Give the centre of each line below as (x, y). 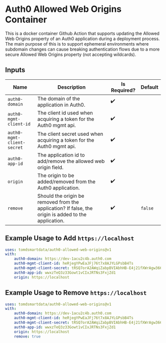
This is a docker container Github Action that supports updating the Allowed (82, 33)
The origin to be (56, 175)
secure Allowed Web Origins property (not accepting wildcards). (71, 54)
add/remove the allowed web (71, 161)
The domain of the (59, 99)
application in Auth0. (61, 105)
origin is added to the (62, 214)
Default (149, 87)
